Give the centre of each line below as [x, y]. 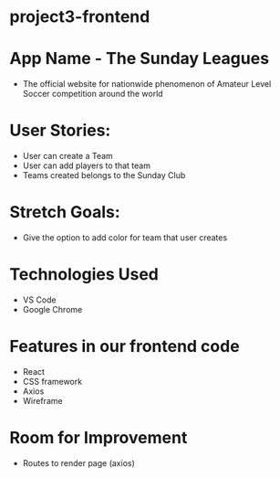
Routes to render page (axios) [78, 462]
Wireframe [42, 400]
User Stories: [60, 131]
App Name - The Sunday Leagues [140, 59]
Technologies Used [84, 275]
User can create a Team [68, 156]
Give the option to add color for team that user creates [125, 238]
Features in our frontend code [124, 347]
